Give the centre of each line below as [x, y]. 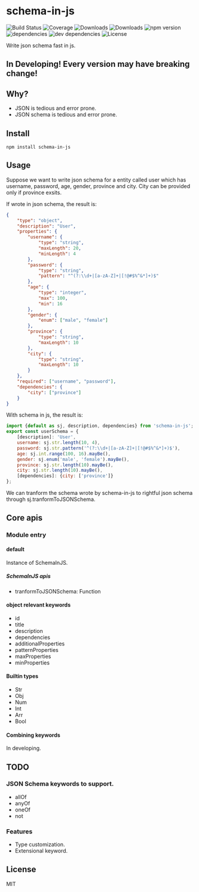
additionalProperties [40, 644]
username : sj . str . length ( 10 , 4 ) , [59, 443]
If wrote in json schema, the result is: [51, 204]
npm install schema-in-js [38, 147]
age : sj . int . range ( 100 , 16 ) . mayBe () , [64, 454]
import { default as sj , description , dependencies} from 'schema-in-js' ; [100, 426]
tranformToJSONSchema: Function [58, 591]
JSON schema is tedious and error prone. [66, 115]
